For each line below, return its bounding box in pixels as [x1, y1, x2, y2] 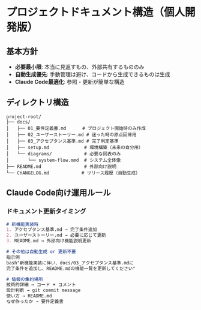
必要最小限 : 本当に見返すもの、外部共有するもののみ [14, 64, 145, 70]
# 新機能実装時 [6, 221, 39, 227]
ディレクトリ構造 [6, 97, 69, 108]
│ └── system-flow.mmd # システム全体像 [6, 157, 121, 163]
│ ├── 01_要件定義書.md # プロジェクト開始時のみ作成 [6, 125, 146, 131]
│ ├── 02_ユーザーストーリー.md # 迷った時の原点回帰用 [6, 131, 137, 138]
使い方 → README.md [6, 293, 52, 299]
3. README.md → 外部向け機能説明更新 [6, 238, 92, 244]
